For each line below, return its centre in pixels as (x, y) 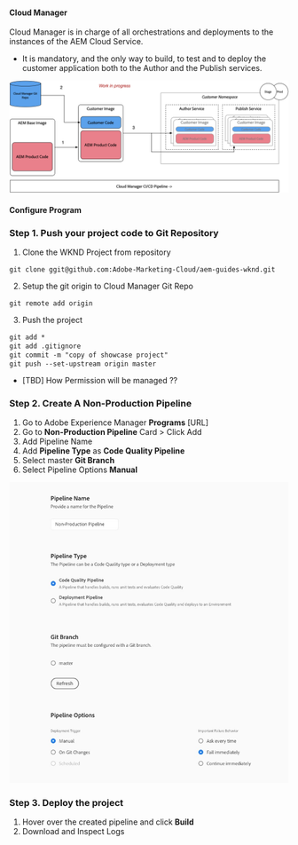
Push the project (52, 320)
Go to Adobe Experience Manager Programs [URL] (115, 422)
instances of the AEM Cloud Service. (76, 42)
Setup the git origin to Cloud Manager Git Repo (107, 286)
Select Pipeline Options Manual (80, 470)
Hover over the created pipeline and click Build (108, 822)
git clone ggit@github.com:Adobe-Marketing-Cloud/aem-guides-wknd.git (142, 269)
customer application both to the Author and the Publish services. (142, 68)
